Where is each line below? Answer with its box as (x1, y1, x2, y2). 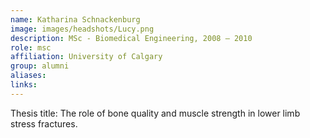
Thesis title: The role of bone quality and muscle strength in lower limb (10, 107, 301, 119)
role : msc (10, 42, 52, 53)
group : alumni (10, 61, 70, 71)
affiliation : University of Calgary (10, 52, 163, 62)
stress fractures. (10, 117, 78, 130)
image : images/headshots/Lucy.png (10, 24, 155, 34)
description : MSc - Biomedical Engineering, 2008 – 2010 (10, 33, 253, 43)
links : (10, 80, 38, 90)
